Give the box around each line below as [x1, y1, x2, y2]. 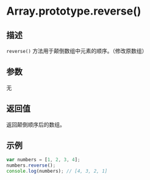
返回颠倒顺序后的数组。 [6, 120, 65, 128]
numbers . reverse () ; [6, 162, 56, 168]
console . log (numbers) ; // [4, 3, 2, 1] [6, 168, 108, 175]
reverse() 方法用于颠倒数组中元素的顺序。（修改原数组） [6, 47, 148, 54]
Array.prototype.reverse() [6, 4, 141, 18]
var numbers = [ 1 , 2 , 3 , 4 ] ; [6, 157, 80, 163]
